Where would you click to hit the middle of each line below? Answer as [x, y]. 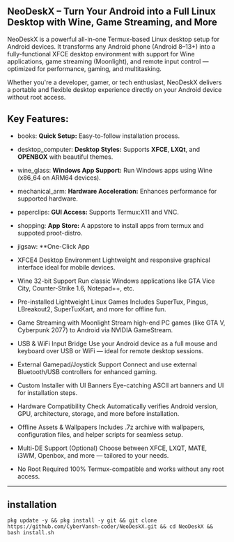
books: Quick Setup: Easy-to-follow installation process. [98, 136]
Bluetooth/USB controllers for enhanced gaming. [87, 371]
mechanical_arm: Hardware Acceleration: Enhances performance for [117, 191]
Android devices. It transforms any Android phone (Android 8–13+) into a [111, 46]
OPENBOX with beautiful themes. [65, 157]
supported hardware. [47, 199]
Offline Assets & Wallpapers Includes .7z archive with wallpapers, [111, 427]
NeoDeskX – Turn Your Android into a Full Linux [111, 11]
